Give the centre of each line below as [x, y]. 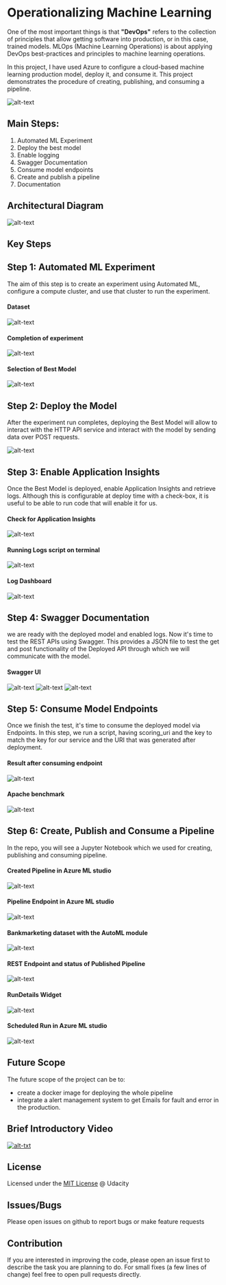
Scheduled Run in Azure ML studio [57, 1026]
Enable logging [38, 155]
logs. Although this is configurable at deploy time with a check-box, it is [108, 496]
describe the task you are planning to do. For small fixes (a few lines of [107, 1267]
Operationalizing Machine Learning [110, 13]
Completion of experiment [45, 338]
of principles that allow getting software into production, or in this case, [108, 39]
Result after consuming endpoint [55, 763]
